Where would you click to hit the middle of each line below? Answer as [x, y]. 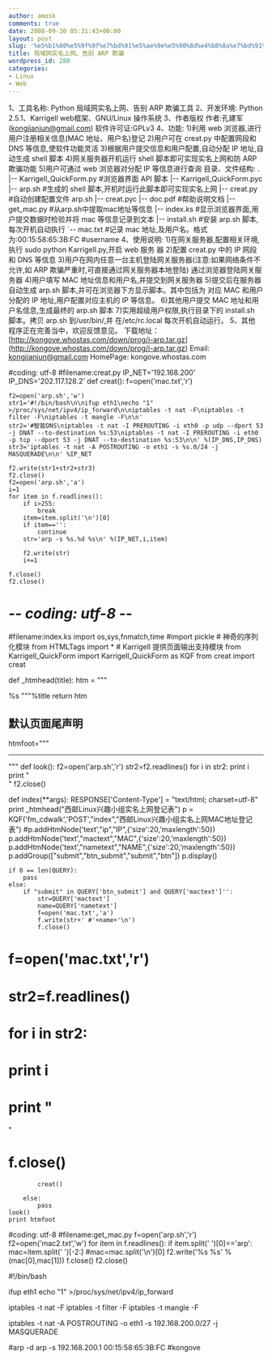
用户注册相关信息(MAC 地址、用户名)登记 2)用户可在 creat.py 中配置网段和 [132, 138]
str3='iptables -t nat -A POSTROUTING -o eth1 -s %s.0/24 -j [114, 447]
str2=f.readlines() [70, 996]
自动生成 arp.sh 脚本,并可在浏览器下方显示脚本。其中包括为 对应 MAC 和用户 [136, 290]
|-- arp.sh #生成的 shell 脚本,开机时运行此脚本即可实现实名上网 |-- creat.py [133, 189]
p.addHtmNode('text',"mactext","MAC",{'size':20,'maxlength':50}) [117, 839]
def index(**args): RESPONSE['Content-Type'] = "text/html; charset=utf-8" [134, 800]
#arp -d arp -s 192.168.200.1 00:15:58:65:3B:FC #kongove [104, 1347]
